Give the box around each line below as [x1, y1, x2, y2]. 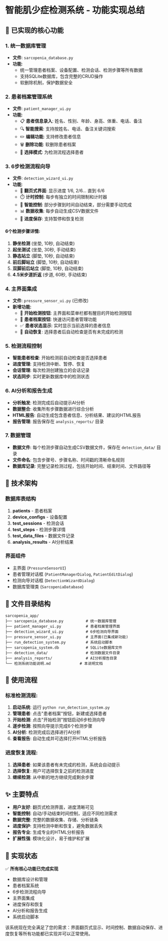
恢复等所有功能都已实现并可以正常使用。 [9, 931, 93, 937]
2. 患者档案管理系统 [5, 93, 52, 100]
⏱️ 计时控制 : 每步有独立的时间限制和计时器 [19, 194, 107, 200]
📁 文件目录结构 [5, 600, 51, 608]
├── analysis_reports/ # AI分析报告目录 [5, 656, 117, 661]
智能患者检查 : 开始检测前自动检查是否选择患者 [12, 355, 107, 361]
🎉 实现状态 [5, 852, 37, 860]
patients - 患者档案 [12, 508, 52, 514]
